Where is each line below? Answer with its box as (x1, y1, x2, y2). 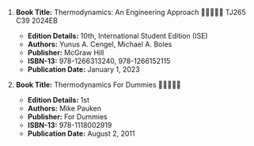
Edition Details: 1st (27, 95, 89, 104)
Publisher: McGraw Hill (27, 48, 104, 57)
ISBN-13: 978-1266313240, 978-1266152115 (27, 56, 171, 66)
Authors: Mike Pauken (27, 103, 101, 113)
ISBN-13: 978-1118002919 (27, 121, 112, 129)
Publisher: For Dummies (27, 112, 108, 122)
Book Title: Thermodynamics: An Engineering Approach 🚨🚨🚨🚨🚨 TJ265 (15, 8, 247, 17)
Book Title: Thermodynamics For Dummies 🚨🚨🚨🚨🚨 (15, 80, 182, 89)
